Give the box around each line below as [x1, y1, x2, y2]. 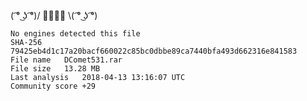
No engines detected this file [10, 29, 141, 39]
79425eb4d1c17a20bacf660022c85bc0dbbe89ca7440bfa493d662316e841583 [10, 46, 298, 56]
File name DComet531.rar [10, 55, 123, 65]
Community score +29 [10, 81, 97, 91]
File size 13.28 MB [10, 64, 101, 74]
